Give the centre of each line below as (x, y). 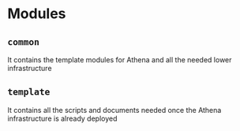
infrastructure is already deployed (62, 118)
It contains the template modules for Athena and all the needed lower (120, 60)
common (24, 42)
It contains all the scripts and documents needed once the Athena (114, 110)
